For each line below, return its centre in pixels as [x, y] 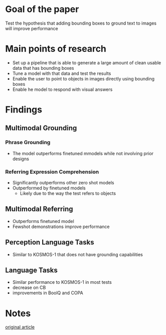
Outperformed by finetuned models [49, 188]
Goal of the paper [42, 9]
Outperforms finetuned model [43, 221]
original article [20, 327]
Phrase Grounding [28, 143]
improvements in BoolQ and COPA [48, 293]
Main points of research [56, 49]
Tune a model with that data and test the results [62, 73]
